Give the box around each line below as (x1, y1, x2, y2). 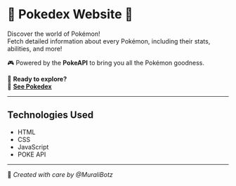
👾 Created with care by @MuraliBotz (7, 170, 114, 178)
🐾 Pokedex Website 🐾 (7, 6, 133, 22)
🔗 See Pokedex (7, 82, 52, 91)
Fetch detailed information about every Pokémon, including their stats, (7, 36, 211, 45)
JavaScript (17, 142, 49, 151)
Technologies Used (7, 109, 93, 121)
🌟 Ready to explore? (7, 74, 67, 83)
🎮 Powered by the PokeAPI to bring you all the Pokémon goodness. (7, 58, 205, 67)
